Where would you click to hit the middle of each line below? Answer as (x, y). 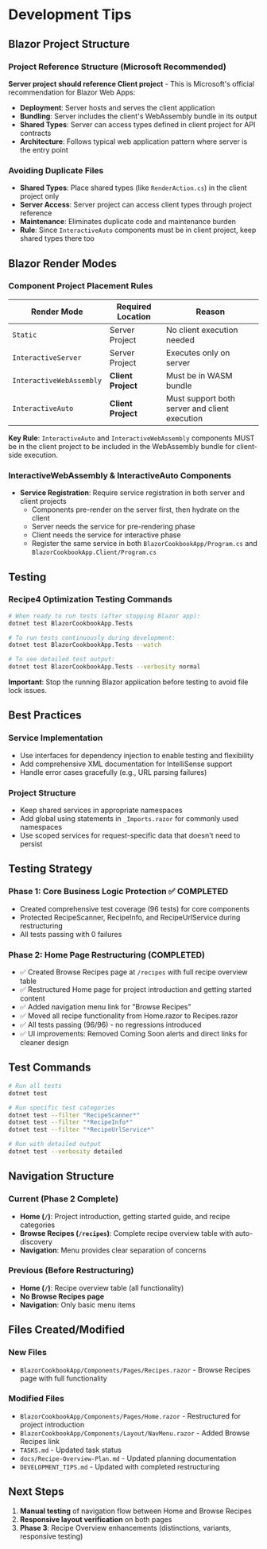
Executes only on (198, 353)
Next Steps (36, 1492)
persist (31, 844)
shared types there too (57, 238)
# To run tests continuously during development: (92, 637)
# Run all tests (35, 1086)
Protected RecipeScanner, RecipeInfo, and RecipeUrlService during (130, 917)
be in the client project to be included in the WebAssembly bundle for (122, 446)
